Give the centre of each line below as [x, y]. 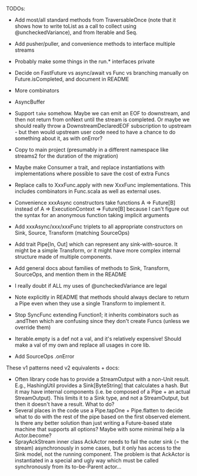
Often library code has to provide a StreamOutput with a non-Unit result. [102, 379]
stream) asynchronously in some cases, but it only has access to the [98, 448]
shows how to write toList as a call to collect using [76, 26]
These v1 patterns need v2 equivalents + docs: [63, 368]
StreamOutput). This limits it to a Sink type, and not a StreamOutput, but [102, 398]
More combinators [37, 90]
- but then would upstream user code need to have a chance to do [95, 132]
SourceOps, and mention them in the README [71, 274]
